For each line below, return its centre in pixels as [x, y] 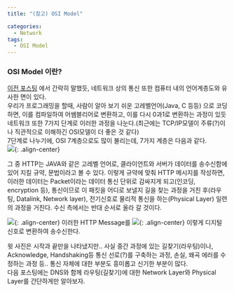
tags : [15, 39]
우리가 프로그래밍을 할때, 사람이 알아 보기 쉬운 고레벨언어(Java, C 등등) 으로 [111, 106]
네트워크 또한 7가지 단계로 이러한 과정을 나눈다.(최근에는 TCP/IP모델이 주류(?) [113, 123]
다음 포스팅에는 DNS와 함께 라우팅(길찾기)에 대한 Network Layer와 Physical [112, 272]
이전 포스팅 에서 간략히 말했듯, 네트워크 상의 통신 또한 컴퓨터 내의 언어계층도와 [114, 88]
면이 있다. [33, 97]
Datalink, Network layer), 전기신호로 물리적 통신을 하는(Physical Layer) [116, 199]
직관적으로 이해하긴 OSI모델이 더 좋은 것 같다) [77, 132]
